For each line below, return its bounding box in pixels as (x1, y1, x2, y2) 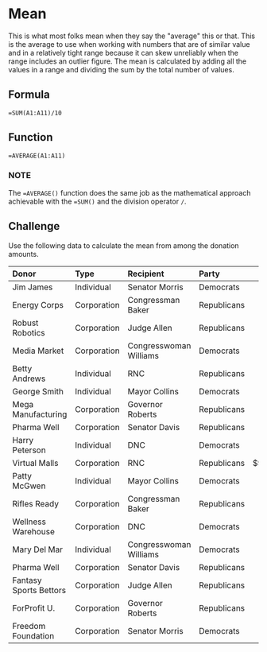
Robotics (12, 327, 45, 338)
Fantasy (12, 574, 42, 585)
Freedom (12, 620, 46, 631)
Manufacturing (12, 409, 68, 420)
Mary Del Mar (12, 544, 64, 555)
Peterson (12, 444, 46, 456)
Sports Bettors (12, 584, 66, 596)
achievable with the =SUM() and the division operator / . (8, 196, 187, 206)
